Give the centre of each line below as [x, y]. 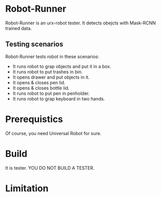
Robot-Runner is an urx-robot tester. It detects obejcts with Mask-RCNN [80, 23]
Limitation [27, 188]
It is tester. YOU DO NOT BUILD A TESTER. [50, 168]
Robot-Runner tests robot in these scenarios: [52, 56]
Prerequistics [34, 119]
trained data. [19, 28]
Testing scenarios [34, 44]
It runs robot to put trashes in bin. [47, 72]
